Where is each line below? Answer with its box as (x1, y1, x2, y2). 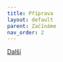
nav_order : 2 (7, 29, 45, 36)
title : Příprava (7, 10, 53, 17)
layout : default (7, 16, 53, 23)
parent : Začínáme (7, 22, 57, 29)
